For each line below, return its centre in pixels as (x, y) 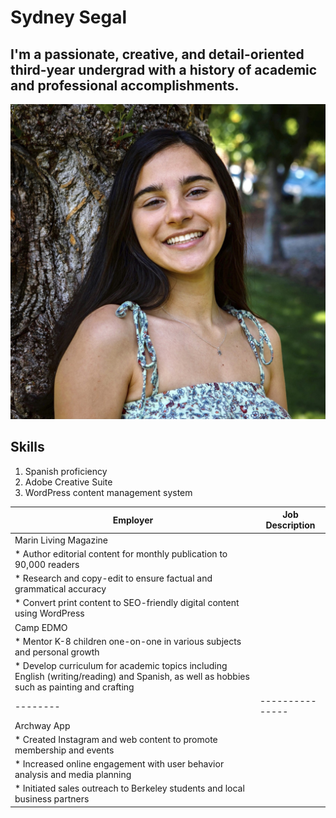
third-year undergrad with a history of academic (164, 69)
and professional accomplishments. (125, 85)
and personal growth (57, 652)
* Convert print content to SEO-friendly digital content (127, 603)
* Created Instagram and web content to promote (116, 739)
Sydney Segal (68, 17)
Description (290, 525)
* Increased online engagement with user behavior (119, 764)
